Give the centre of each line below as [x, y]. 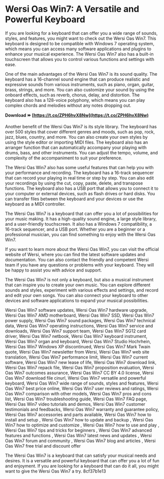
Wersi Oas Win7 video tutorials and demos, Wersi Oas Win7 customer [75, 404]
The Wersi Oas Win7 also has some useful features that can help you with [80, 167]
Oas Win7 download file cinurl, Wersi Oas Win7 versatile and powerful [76, 378]
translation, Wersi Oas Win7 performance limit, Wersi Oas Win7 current [77, 357]
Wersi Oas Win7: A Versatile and [72, 9]
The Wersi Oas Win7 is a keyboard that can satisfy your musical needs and [81, 455]
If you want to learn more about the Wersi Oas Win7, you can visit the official [82, 249]
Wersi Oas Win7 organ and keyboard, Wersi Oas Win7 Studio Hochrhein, [78, 341]
